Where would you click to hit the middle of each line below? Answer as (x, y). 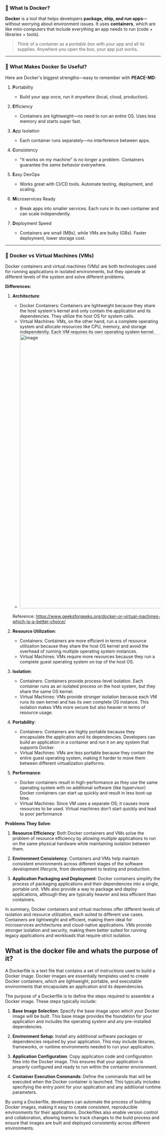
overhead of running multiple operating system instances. (78, 651)
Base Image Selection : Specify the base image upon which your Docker (86, 1011)
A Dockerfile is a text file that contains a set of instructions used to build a (80, 970)
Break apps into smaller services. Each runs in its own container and (89, 208)
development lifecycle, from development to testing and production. (81, 869)
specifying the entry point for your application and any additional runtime (86, 1087)
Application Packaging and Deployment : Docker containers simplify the (86, 878)
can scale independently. (45, 213)
